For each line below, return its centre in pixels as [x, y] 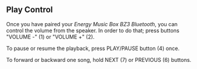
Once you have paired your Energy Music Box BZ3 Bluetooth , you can [92, 24]
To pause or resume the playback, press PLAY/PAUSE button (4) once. [93, 48]
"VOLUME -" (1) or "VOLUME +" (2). [50, 37]
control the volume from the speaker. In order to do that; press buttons [93, 30]
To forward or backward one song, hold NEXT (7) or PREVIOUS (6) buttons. [99, 59]
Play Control [30, 10]
